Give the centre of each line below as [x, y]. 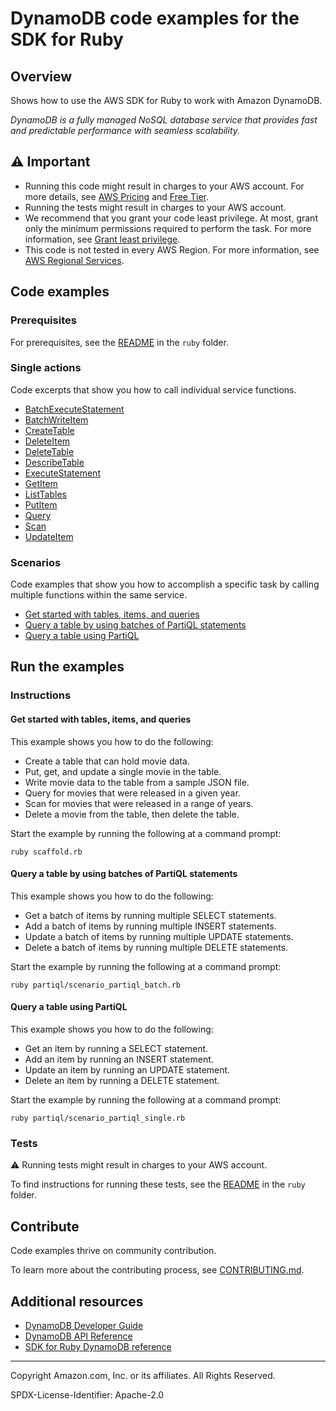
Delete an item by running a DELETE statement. [122, 1081]
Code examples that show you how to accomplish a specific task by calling [165, 584]
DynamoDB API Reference [78, 1336]
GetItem [41, 483]
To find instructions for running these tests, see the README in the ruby [158, 1184]
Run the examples [67, 667]
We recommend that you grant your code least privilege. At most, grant [171, 218]
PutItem [41, 504]
